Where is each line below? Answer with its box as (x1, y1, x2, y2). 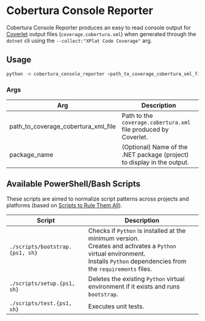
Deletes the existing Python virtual (88, 275, 185, 283)
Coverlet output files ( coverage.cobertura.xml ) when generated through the (6, 30, 196, 37)
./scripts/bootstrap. (9, 243, 72, 250)
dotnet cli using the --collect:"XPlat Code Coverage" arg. (6, 37, 153, 44)
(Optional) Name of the (121, 142, 188, 151)
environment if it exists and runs (88, 282, 180, 290)
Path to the (121, 111, 154, 120)
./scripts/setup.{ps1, (9, 279, 75, 287)
